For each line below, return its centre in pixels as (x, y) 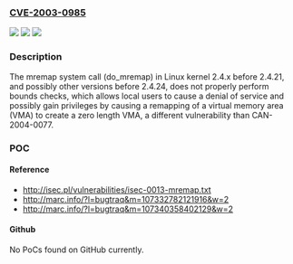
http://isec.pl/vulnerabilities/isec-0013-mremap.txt (117, 189)
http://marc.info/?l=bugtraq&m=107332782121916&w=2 (126, 199)
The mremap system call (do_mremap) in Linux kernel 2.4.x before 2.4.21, (147, 76)
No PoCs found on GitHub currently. (77, 250)
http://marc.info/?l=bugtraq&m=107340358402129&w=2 (128, 209)
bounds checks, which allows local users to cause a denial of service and (146, 96)
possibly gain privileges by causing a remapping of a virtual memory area (146, 105)
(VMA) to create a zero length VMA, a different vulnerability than (130, 115)
